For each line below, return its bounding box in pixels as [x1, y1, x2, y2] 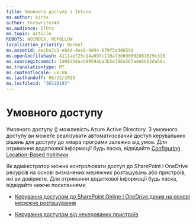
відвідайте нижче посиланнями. [6, 181, 88, 188]
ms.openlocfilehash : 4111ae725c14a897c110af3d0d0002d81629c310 [6, 53, 166, 59]
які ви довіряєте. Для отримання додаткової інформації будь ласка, [6, 175, 178, 182]
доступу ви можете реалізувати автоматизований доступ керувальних [6, 132, 186, 139]
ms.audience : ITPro [6, 25, 54, 31]
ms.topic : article [6, 31, 52, 37]
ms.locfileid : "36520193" [6, 81, 70, 87]
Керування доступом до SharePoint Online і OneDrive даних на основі [14, 193, 191, 200]
